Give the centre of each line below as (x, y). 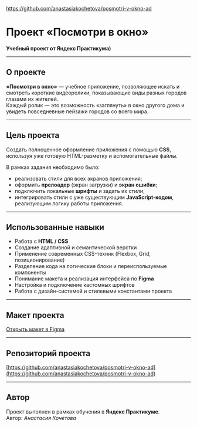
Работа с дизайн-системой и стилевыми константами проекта (93, 291)
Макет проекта (35, 315)
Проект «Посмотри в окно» (77, 32)
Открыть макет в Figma (35, 329)
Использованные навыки (55, 227)
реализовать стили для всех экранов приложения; (78, 178)
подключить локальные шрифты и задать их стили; (79, 191)
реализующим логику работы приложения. (69, 203)
